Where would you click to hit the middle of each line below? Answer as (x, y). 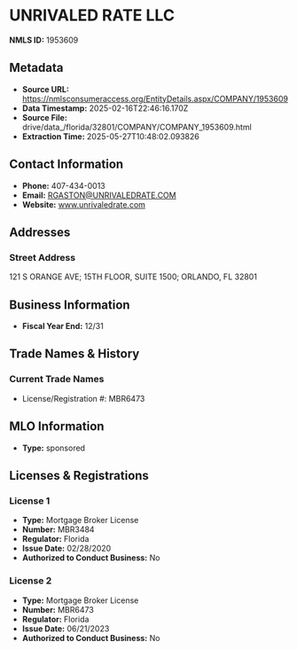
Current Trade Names (57, 380)
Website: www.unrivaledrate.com (84, 204)
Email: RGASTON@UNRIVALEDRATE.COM (99, 195)
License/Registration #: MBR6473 (83, 398)
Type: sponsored (54, 448)
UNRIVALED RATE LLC (92, 16)
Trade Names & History (74, 354)
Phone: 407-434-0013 (63, 185)
